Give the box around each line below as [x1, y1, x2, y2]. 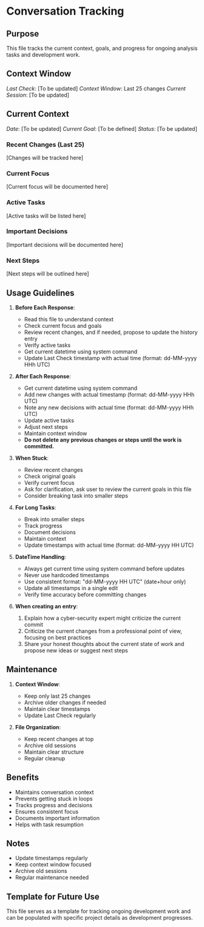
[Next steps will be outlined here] [6, 270, 89, 277]
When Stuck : [15, 454, 49, 462]
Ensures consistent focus [15, 808, 79, 815]
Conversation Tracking [6, 4, 124, 18]
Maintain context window [24, 429, 87, 437]
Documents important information [15, 814, 100, 822]
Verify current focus [24, 479, 75, 486]
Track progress [24, 522, 63, 529]
